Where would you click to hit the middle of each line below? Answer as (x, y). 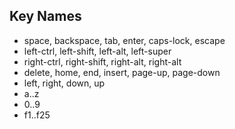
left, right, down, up (64, 83)
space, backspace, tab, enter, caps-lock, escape (124, 40)
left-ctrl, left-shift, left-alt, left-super (97, 51)
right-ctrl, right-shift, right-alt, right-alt (102, 61)
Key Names (45, 16)
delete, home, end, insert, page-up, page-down (122, 72)
